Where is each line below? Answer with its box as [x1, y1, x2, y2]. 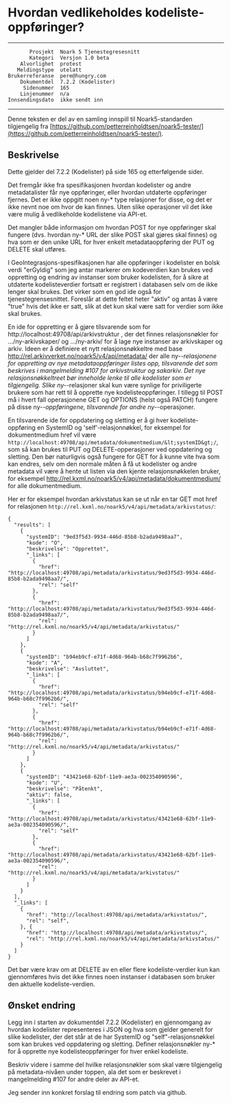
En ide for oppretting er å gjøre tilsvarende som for [8, 322, 151, 330]
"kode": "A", [25, 659, 64, 666]
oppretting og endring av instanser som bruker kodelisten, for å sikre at [8, 273, 209, 281]
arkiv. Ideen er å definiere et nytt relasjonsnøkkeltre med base [8, 344, 183, 352]
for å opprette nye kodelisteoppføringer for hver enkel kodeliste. [8, 1047, 189, 1055]
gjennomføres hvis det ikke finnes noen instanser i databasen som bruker [8, 972, 215, 981]
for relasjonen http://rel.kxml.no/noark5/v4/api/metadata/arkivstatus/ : [8, 502, 217, 510]
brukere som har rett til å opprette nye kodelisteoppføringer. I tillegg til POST [8, 388, 223, 396]
